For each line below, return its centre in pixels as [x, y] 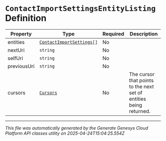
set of [136, 93]
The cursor [142, 74]
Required [113, 34]
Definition [26, 18]
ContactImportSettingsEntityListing [81, 9]
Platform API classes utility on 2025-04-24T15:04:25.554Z [65, 133]
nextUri [16, 50]
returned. [140, 111]
